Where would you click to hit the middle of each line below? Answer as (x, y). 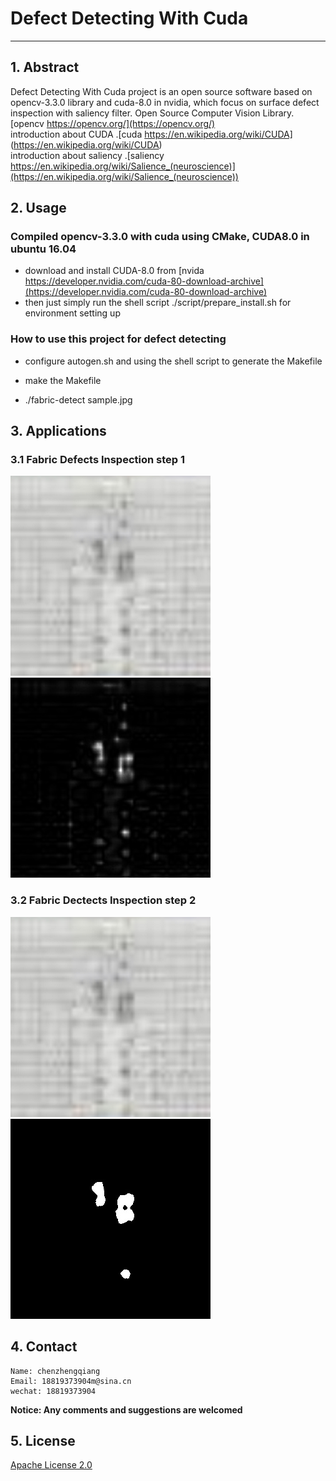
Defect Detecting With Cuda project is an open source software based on (161, 91)
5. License (43, 1440)
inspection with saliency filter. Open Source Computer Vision (135, 113)
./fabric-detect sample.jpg (78, 399)
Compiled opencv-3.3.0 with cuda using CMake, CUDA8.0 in (160, 237)
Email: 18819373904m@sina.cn (71, 1381)
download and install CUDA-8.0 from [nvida (114, 271)
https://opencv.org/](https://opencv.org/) (131, 123)
